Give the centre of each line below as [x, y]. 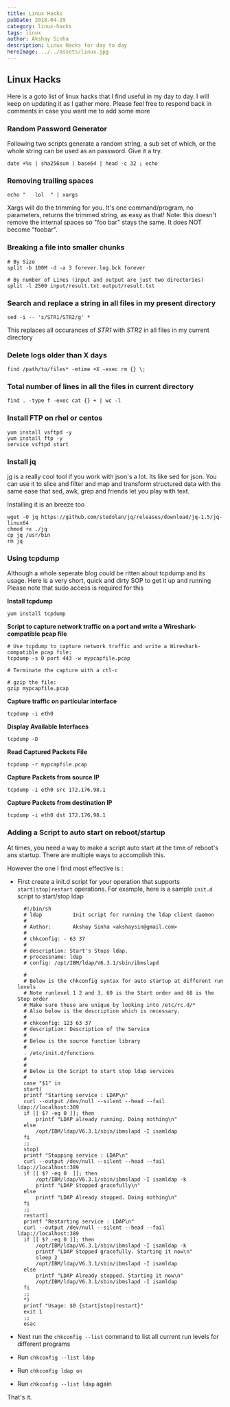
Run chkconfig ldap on [49, 1370]
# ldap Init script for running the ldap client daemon [119, 915]
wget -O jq [23, 517]
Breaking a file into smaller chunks [66, 247]
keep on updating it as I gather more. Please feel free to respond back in [110, 103]
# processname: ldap [53, 957]
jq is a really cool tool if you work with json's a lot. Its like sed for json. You [112, 477]
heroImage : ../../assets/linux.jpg [58, 52]
